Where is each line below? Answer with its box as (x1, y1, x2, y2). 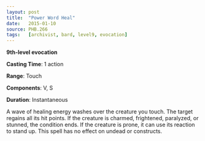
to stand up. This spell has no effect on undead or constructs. (6, 128, 163, 135)
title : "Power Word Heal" (6, 15, 75, 21)
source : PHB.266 (6, 26, 48, 32)
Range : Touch (6, 72, 42, 80)
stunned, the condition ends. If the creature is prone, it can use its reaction (6, 121, 195, 129)
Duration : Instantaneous (6, 96, 68, 104)
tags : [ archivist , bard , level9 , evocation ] (6, 32, 128, 38)
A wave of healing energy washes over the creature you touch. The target (6, 108, 193, 115)
